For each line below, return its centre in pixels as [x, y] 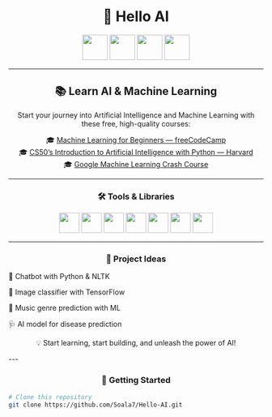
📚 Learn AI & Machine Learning [136, 91]
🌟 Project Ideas [136, 259]
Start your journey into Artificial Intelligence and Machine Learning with [136, 115]
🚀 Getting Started [136, 380]
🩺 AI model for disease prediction [65, 325]
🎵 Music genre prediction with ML [65, 308]
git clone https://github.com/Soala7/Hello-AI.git [96, 405]
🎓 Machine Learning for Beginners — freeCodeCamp [136, 140]
